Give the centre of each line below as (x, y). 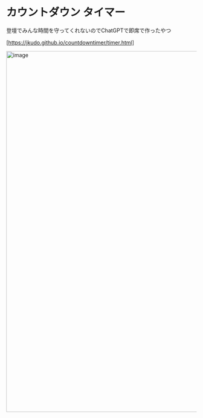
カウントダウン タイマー (66, 12)
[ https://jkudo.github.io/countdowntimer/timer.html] (70, 42)
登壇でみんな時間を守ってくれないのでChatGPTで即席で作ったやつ (89, 30)
